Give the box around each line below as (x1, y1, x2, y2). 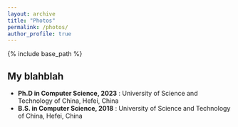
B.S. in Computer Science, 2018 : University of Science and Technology (17, 104, 231, 113)
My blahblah (7, 70, 64, 82)
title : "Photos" (7, 17, 56, 24)
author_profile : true (7, 30, 72, 38)
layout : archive (7, 10, 56, 18)
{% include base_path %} (7, 50, 83, 58)
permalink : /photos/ (7, 23, 69, 31)
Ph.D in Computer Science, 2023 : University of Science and (17, 89, 198, 98)
